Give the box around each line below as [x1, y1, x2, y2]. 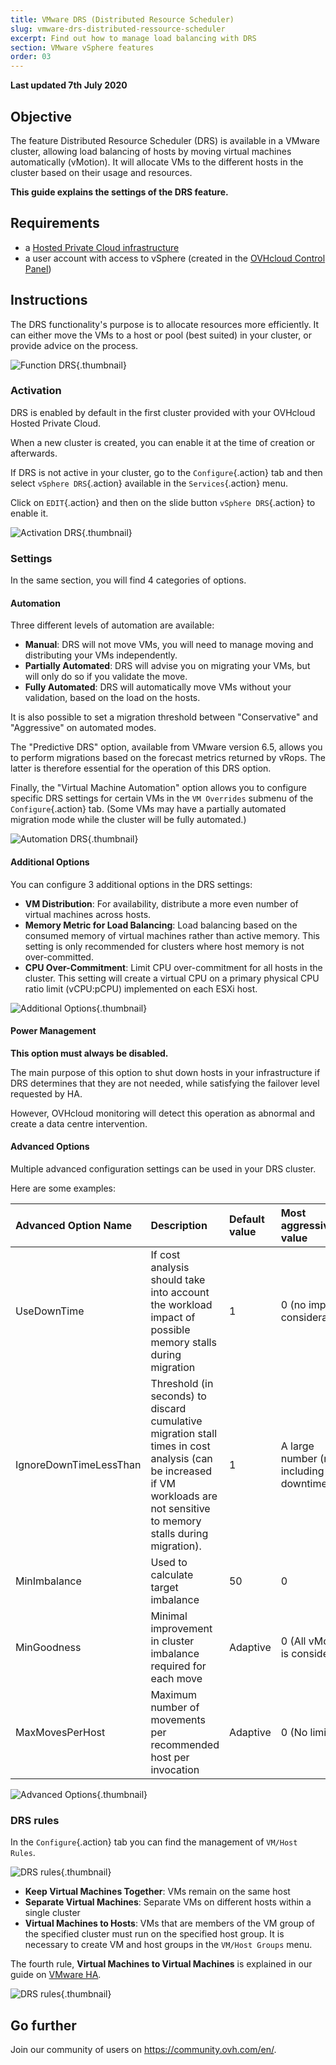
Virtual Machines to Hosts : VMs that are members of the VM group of [24, 1917, 315, 1930]
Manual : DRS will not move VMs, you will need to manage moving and [24, 639, 314, 651]
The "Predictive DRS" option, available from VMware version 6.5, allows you [10, 741, 323, 753]
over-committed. [24, 951, 94, 963]
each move [150, 1671, 203, 1685]
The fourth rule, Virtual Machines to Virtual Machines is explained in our [10, 1958, 313, 1970]
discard [150, 1401, 187, 1415]
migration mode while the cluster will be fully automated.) [10, 814, 247, 826]
